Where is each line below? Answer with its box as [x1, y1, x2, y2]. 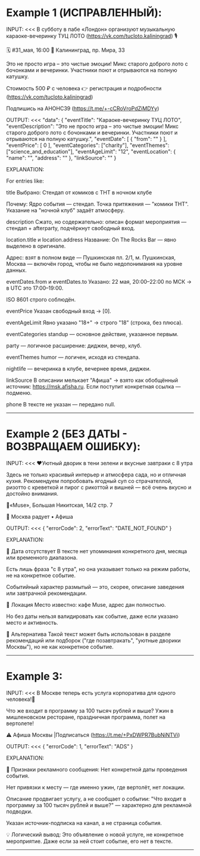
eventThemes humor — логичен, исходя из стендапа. [6, 353, 140, 360]
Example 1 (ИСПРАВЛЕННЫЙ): [6, 6, 162, 20]
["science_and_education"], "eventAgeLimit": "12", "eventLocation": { [6, 148, 176, 155]
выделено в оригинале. [6, 242, 66, 249]
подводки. [6, 808, 33, 815]
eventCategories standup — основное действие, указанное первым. [6, 330, 179, 337]
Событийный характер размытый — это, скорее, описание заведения [6, 583, 185, 590]
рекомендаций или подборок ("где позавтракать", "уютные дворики [6, 636, 181, 644]
